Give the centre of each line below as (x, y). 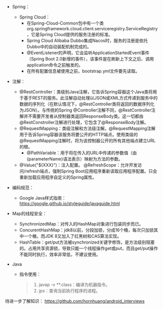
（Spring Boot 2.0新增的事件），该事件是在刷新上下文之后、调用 (90, 59)
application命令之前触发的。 (55, 65)
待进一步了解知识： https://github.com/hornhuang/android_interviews (75, 301)
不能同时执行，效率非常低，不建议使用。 (60, 254)
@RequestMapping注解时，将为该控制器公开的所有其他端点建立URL (87, 141)
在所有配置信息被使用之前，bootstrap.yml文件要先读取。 (83, 71)
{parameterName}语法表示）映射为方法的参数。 (75, 159)
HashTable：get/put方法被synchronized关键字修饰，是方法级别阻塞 (87, 242)
